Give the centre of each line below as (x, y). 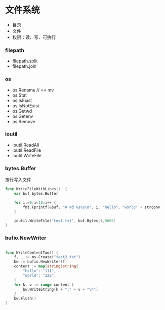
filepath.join (24, 66)
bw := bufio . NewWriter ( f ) (41, 262)
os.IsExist (22, 100)
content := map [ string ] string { (46, 266)
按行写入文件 (18, 180)
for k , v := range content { (44, 285)
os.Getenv (23, 116)
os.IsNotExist (26, 106)
